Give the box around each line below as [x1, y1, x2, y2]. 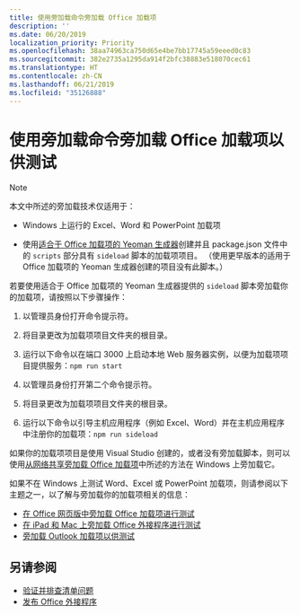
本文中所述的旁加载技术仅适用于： [9, 201, 136, 212]
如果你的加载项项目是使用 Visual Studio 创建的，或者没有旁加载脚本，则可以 [9, 448, 290, 459]
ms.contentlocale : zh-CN [9, 72, 102, 81]
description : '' [9, 22, 70, 31]
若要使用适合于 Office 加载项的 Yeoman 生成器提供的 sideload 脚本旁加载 [9, 280, 281, 292]
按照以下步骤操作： [56, 292, 128, 303]
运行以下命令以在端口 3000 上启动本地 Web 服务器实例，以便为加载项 [22, 349, 281, 360]
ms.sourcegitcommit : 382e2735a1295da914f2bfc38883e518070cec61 [9, 55, 251, 64]
